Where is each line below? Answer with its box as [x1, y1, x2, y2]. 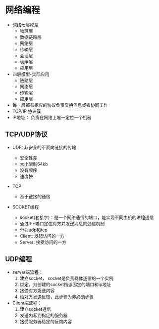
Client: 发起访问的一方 [19, 233, 65, 239]
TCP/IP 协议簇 [12, 108, 41, 114]
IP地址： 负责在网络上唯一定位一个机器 [12, 114, 92, 120]
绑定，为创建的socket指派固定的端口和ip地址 [19, 281, 111, 287]
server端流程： [12, 269, 43, 275]
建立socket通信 [19, 306, 51, 312]
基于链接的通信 [19, 193, 51, 199]
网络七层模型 [12, 22, 39, 28]
